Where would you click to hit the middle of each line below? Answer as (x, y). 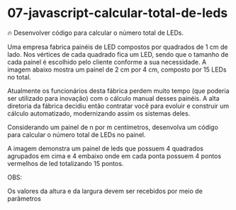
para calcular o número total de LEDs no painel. (77, 134)
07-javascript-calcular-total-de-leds (118, 13)
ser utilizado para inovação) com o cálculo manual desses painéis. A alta (113, 98)
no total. (19, 77)
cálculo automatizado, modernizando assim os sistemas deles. (99, 113)
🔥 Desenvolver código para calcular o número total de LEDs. (96, 33)
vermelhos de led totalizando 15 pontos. (66, 163)
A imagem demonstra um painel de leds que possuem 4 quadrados (106, 148)
